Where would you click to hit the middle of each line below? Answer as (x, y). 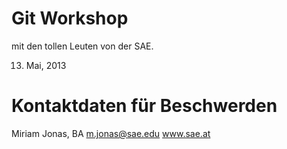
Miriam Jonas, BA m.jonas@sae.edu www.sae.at (111, 133)
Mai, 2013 (46, 65)
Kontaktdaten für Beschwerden (144, 106)
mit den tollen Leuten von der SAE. (82, 46)
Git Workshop (70, 18)
